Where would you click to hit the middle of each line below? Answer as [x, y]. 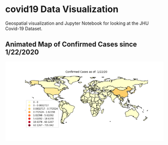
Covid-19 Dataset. [24, 28]
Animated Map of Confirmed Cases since [71, 45]
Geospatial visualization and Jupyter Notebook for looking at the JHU [77, 23]
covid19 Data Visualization [62, 9]
